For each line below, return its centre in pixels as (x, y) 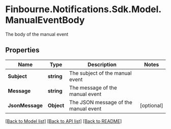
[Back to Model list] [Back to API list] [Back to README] (64, 121)
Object (56, 105)
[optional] (151, 105)
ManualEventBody (45, 20)
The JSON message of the (101, 102)
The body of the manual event (37, 34)
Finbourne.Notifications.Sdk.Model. (83, 9)
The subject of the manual (100, 73)
